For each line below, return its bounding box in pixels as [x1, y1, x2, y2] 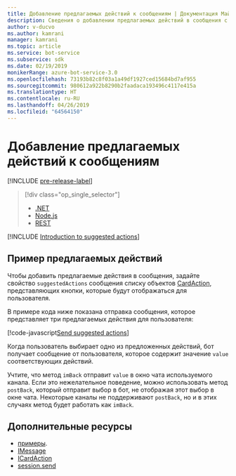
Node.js [34, 211, 58, 220]
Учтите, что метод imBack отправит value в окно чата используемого [7, 370, 213, 379]
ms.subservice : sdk [7, 56, 65, 63]
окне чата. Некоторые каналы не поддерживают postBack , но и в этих [7, 392, 217, 401]
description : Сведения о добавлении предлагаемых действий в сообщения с [7, 17, 228, 24]
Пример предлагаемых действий [7, 253, 163, 265]
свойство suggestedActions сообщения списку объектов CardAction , [7, 279, 212, 287]
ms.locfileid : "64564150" [7, 108, 83, 115]
